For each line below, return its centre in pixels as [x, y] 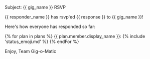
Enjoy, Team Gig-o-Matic [30, 51]
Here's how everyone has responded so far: [50, 26]
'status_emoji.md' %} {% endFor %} [42, 41]
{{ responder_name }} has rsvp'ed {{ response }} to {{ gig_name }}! [74, 17]
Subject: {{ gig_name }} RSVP [35, 7]
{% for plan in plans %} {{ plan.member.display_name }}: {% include [75, 36]
